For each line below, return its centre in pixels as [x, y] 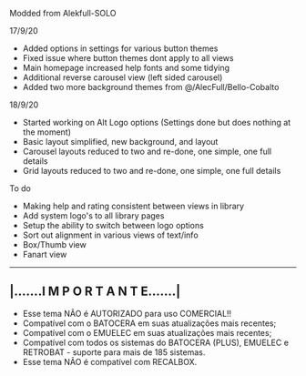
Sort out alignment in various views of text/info [110, 235]
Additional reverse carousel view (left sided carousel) [122, 77]
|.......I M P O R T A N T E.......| [95, 292]
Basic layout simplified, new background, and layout [120, 142]
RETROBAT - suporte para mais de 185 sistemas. [114, 352]
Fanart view [45, 254]
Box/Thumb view [54, 244]
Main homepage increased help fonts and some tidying [126, 68]
